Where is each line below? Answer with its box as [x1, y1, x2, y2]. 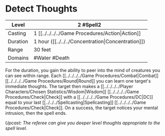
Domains [8, 54, 29, 61]
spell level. [5, 125, 27, 131]
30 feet [33, 46, 51, 53]
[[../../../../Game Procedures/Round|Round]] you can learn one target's [5, 78, 151, 84]
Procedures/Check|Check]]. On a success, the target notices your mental [5, 104, 158, 111]
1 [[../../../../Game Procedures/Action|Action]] [33, 30, 141, 37]
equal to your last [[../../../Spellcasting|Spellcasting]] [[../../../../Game [5, 99, 146, 105]
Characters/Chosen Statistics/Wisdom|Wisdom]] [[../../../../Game [5, 89, 139, 95]
